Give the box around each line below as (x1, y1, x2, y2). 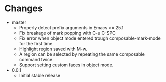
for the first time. (19, 40, 54, 46)
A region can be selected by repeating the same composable (19, 51, 145, 57)
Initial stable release (19, 72, 61, 78)
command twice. (19, 56, 54, 62)
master (11, 19, 27, 25)
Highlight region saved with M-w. (19, 46, 88, 52)
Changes (4, 3, 43, 14)
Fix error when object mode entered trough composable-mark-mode (19, 35, 161, 41)
